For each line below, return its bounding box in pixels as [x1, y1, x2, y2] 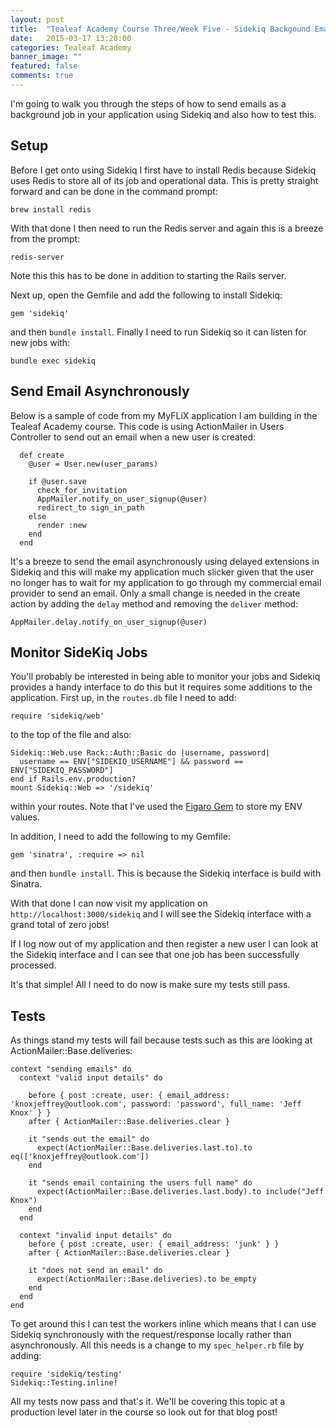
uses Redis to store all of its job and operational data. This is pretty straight [10, 174, 319, 186]
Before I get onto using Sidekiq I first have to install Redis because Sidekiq [10, 164, 317, 176]
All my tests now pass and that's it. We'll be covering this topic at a [10, 1396, 286, 1408]
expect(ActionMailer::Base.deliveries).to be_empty [36, 1274, 257, 1285]
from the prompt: [10, 232, 81, 245]
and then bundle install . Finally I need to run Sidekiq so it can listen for [10, 326, 307, 338]
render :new [36, 520, 87, 530]
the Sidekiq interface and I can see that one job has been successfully [10, 949, 300, 961]
